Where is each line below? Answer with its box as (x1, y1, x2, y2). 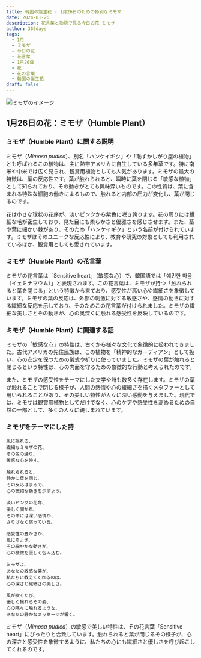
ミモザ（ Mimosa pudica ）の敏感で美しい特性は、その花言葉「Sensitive (6, 622, 183, 630)
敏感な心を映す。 (6, 457, 42, 464)
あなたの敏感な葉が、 (6, 568, 51, 574)
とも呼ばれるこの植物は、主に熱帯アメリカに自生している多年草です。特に (6, 160, 190, 167)
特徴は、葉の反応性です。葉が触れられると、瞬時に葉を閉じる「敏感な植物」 (6, 175, 195, 182)
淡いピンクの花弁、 (6, 500, 47, 506)
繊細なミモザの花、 (6, 444, 47, 450)
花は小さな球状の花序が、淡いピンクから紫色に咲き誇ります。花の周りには (6, 210, 190, 217)
